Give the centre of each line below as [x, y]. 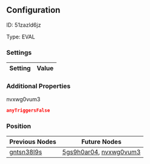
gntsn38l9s [26, 152]
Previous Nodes [33, 142]
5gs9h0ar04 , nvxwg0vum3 [101, 152]
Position [19, 126]
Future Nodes [101, 142]
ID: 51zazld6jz [24, 25]
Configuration [33, 10]
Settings [19, 52]
